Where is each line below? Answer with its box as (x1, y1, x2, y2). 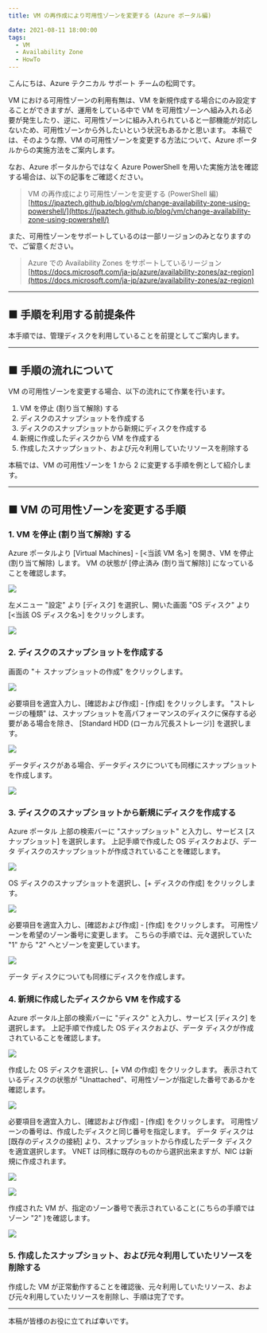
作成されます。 (21, 1156, 71, 1167)
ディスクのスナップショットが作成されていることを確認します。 (17, 846, 225, 856)
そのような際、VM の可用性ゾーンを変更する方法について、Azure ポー (21, 135, 251, 144)
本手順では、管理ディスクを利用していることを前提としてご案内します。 (8, 330, 244, 340)
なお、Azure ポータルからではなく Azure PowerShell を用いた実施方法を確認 (8, 162, 258, 171)
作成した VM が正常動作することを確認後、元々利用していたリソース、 (8, 1281, 239, 1291)
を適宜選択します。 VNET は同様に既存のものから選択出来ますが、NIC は (8, 1147, 246, 1156)
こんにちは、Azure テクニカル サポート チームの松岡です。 (8, 79, 200, 88)
